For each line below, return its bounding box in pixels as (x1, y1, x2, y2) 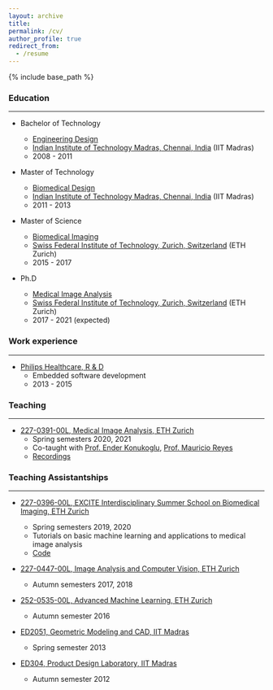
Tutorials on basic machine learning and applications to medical (32, 531, 246, 541)
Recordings (32, 451, 71, 461)
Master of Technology (19, 168, 95, 177)
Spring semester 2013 (32, 643, 106, 653)
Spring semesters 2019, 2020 (32, 522, 132, 532)
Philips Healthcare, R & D (19, 361, 104, 371)
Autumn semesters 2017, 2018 (32, 579, 133, 590)
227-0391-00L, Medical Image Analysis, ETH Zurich (19, 425, 194, 435)
